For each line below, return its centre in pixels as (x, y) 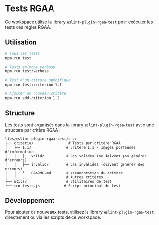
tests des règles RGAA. (28, 27)
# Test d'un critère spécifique (38, 80)
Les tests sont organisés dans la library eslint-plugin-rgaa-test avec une (79, 125)
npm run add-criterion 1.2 (32, 98)
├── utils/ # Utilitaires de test (58, 181)
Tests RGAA (30, 9)
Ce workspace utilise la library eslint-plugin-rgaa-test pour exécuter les (79, 22)
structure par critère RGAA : (33, 130)
